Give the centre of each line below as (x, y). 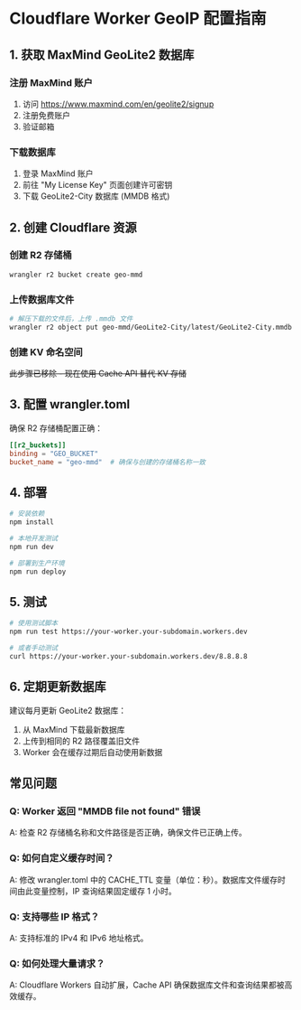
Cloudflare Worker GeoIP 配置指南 (138, 19)
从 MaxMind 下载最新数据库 (73, 729)
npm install (32, 522)
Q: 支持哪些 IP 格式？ (55, 916)
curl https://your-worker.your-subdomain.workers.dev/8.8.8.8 (128, 657)
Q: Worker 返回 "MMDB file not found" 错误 (105, 811)
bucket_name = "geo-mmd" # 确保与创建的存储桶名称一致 (107, 462)
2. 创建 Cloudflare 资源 (73, 227)
